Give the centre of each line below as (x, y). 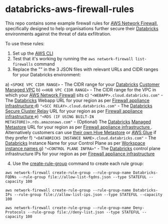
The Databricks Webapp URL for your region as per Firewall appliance (77, 100)
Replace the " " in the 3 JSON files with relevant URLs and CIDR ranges (85, 69)
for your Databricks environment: (47, 74)
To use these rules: (25, 43)
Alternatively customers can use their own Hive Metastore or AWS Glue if (81, 132)
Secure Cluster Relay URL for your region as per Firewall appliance (74, 111)
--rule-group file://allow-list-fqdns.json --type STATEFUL (82, 177)
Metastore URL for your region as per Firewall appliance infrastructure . (79, 127)
